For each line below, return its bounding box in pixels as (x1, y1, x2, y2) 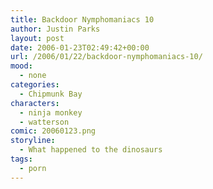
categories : (10, 80, 60, 90)
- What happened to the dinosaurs (19, 145, 163, 155)
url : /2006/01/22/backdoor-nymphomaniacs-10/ (10, 52, 203, 62)
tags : (10, 154, 33, 164)
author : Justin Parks (10, 24, 101, 34)
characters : (10, 98, 60, 108)
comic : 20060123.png (10, 126, 97, 136)
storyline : (10, 136, 56, 146)
